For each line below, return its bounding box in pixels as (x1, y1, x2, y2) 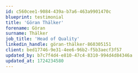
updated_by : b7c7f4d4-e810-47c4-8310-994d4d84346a (5, 52, 133, 58)
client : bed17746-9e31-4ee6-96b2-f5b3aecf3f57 (5, 47, 122, 53)
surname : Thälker (5, 31, 48, 36)
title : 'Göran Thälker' (5, 19, 64, 25)
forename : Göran (5, 25, 45, 31)
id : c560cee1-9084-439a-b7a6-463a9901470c (5, 8, 111, 15)
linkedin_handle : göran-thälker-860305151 (5, 42, 111, 48)
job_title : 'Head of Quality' (5, 36, 80, 42)
